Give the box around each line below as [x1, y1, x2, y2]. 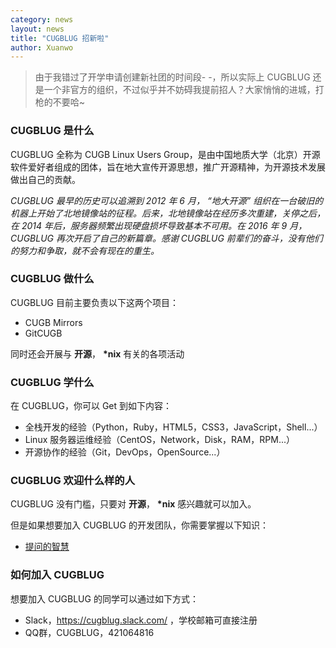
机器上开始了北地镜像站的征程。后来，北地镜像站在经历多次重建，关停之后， [10, 207, 326, 219]
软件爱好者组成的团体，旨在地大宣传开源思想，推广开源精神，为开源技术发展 [10, 161, 326, 173]
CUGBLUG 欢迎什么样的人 [10, 474, 136, 488]
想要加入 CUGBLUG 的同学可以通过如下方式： [10, 592, 199, 605]
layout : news [10, 24, 65, 34]
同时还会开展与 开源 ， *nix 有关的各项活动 [10, 347, 185, 360]
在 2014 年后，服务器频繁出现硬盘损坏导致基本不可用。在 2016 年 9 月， [10, 219, 308, 231]
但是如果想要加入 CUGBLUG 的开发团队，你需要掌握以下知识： [10, 519, 269, 531]
